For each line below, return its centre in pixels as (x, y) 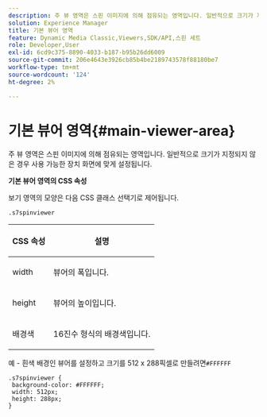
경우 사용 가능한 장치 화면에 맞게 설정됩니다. (84, 164)
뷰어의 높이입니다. (85, 303)
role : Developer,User (44, 45)
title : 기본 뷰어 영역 (41, 30)
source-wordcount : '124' (49, 75)
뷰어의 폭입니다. (81, 272)
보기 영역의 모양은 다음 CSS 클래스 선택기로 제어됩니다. (94, 198)
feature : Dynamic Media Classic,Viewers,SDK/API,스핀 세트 (104, 38)
